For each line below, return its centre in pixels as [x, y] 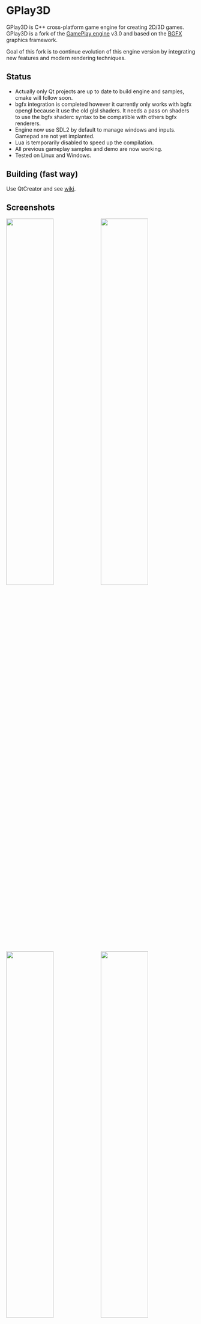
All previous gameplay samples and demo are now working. [89, 149]
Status [19, 77]
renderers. [28, 123]
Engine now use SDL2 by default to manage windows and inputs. [95, 129]
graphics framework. [32, 40]
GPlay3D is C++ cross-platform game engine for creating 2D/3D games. [95, 27]
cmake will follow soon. [44, 97]
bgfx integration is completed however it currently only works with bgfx [103, 104]
